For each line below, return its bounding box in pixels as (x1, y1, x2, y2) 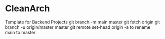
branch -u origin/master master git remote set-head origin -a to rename (5, 24, 151, 30)
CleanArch (5, 3, 50, 14)
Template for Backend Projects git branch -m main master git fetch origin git (5, 19, 160, 25)
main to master (5, 29, 36, 35)
